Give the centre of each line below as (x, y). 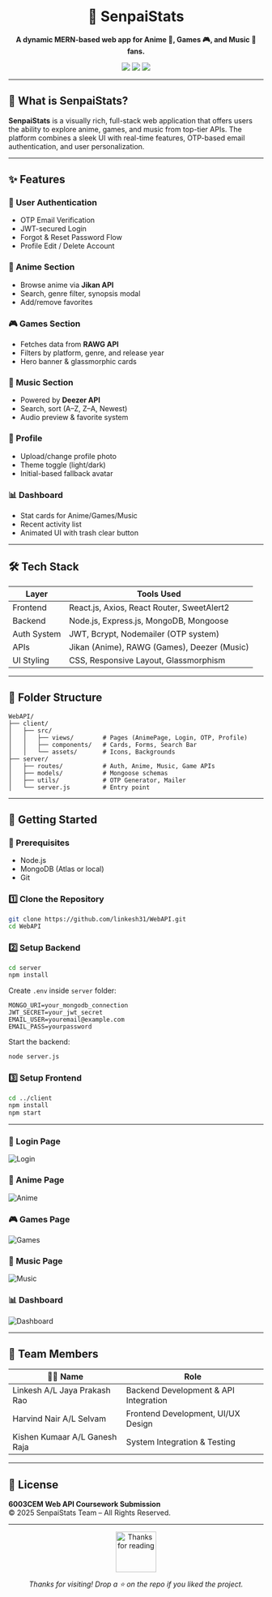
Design (140, 1424)
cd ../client (30, 1098)
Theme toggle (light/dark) (63, 465)
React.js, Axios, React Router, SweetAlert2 (149, 607)
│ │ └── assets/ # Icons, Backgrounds (92, 752)
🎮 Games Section (45, 324)
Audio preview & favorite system (74, 418)
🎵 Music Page (36, 1260)
